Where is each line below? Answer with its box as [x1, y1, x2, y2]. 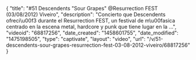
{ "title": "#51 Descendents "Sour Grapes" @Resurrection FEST [6, 5, 158, 12]
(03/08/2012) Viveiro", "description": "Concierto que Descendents [6, 11, 166, 18]
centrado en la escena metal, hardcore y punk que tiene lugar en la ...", [6, 23, 177, 30]
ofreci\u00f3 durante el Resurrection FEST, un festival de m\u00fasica [6, 17, 176, 24]
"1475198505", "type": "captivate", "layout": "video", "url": [6, 36, 146, 42]
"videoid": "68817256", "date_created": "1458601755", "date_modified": [6, 29, 178, 36]
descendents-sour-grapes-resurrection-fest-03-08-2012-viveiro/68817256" [6, 42, 191, 48]
